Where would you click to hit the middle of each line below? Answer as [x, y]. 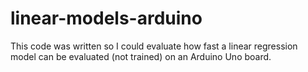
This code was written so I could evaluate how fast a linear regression [154, 46]
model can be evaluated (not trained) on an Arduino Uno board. [141, 56]
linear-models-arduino [106, 18]
